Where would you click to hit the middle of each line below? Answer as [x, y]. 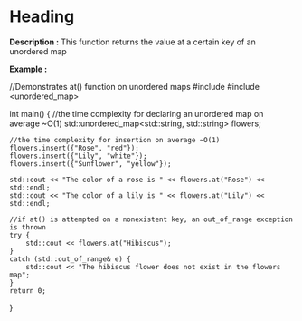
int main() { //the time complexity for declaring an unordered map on [137, 113]
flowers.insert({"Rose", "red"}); [75, 148]
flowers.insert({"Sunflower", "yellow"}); [90, 164]
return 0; [28, 291]
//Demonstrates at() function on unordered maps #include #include [135, 86]
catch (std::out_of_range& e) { [70, 259]
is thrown [28, 227]
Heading [42, 17]
